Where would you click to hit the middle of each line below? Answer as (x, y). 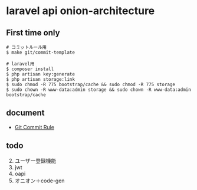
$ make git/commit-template (41, 53)
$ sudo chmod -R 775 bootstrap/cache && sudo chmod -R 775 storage (91, 84)
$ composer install (30, 69)
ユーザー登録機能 (35, 160)
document (25, 113)
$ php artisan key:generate (41, 74)
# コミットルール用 (27, 47)
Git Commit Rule (35, 127)
